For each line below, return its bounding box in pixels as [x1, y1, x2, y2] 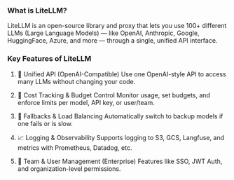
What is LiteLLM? [7, 6, 68, 15]
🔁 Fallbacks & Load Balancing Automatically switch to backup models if [17, 111, 223, 120]
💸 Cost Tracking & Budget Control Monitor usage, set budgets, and [17, 90, 210, 99]
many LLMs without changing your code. [17, 77, 136, 85]
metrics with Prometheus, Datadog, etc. [17, 143, 132, 152]
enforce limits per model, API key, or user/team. [17, 98, 156, 106]
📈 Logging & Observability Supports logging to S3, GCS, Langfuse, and [17, 133, 225, 141]
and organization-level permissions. [17, 164, 121, 173]
